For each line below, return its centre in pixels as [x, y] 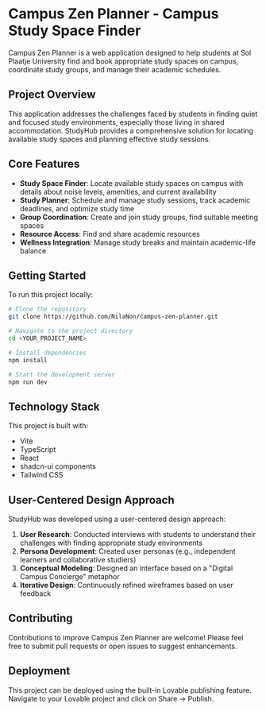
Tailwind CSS [41, 475]
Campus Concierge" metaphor [70, 576]
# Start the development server [62, 374]
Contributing [40, 618]
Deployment [39, 671]
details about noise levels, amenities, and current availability [118, 191]
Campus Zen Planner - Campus [114, 14]
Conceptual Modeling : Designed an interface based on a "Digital [126, 568]
